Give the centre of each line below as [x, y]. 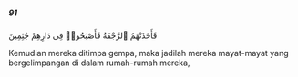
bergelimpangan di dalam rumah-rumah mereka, [99, 63]
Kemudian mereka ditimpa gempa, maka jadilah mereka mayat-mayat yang [149, 53]
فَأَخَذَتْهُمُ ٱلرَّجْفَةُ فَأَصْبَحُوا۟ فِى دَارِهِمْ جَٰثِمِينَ [83, 35]
